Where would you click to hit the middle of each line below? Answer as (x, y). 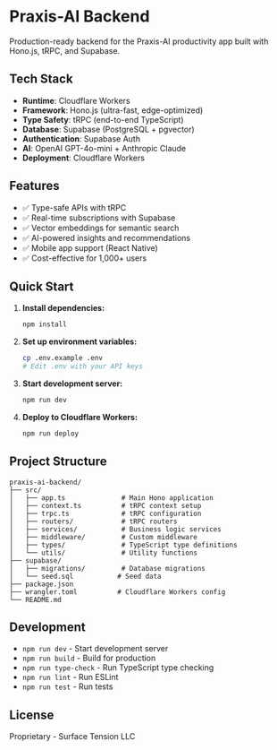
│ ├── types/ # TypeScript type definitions (124, 545)
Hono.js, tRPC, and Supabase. (65, 50)
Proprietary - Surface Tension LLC (72, 737)
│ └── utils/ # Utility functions (104, 553)
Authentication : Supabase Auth (81, 138)
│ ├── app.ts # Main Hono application (112, 498)
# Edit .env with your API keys (82, 366)
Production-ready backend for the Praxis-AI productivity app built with (139, 41)
